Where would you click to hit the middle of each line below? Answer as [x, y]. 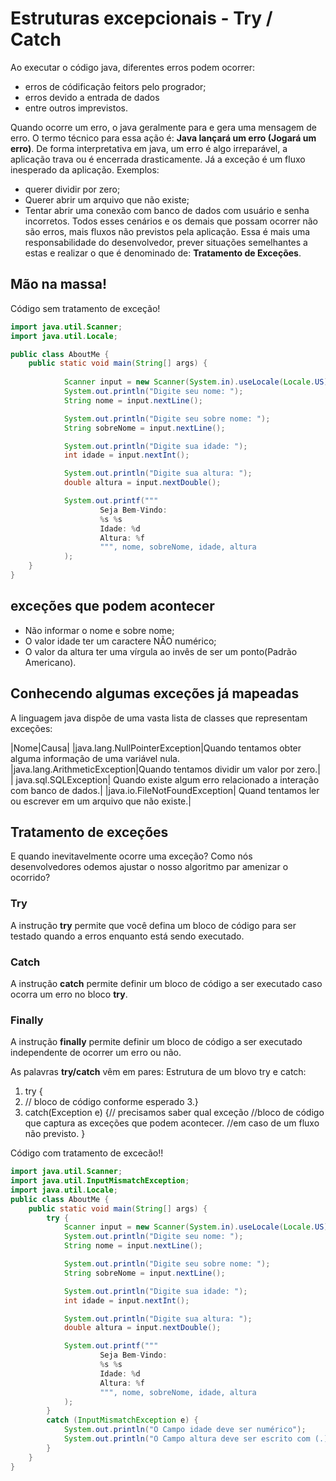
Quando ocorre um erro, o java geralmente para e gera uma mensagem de [163, 127]
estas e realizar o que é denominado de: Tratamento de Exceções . [163, 253]
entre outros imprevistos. [76, 108]
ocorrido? [30, 878]
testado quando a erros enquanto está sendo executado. [127, 936]
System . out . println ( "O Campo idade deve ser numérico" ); [185, 1430]
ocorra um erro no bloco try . [69, 994]
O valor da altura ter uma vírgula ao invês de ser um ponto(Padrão [161, 651]
